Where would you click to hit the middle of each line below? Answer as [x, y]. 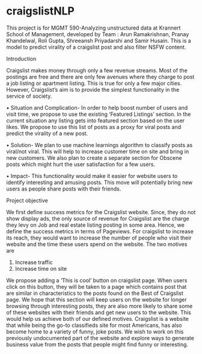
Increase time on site [41, 268]
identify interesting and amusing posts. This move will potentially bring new [99, 182]
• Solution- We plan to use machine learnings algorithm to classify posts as [99, 145]
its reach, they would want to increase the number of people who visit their [99, 238]
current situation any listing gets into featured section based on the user [96, 120]
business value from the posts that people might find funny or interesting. [97, 344]
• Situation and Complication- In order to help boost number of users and [97, 107]
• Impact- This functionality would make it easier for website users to [92, 175]
